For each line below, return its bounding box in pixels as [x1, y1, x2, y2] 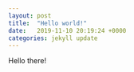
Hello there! [8, 56, 46, 66]
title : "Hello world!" [8, 19, 88, 27]
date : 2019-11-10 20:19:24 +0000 [8, 26, 127, 34]
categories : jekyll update [8, 34, 98, 42]
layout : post [8, 11, 52, 20]
